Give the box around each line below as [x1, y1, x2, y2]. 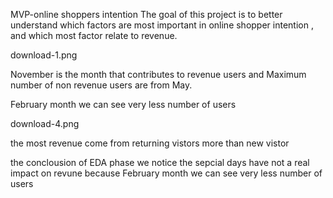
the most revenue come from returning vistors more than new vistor [10, 137, 290, 149]
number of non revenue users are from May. [10, 79, 193, 91]
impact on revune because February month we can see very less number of [10, 167, 323, 179]
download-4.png [10, 118, 80, 129]
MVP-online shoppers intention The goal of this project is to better [10, 9, 283, 20]
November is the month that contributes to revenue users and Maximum [10, 69, 307, 80]
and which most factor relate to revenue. [10, 30, 178, 41]
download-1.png [10, 49, 78, 61]
